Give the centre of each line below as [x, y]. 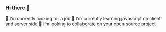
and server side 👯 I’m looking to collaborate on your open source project [80, 24]
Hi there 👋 [18, 8]
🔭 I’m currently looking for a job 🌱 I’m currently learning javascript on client [83, 19]
